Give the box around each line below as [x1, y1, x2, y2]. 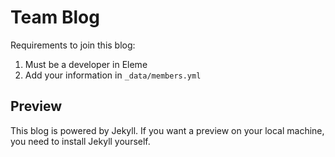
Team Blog [10, 6, 100, 29]
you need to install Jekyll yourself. [10, 135, 151, 147]
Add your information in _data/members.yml [24, 69, 202, 81]
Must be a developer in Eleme [24, 58, 148, 70]
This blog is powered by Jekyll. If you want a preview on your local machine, [10, 124, 325, 136]
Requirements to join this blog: [10, 39, 136, 51]
